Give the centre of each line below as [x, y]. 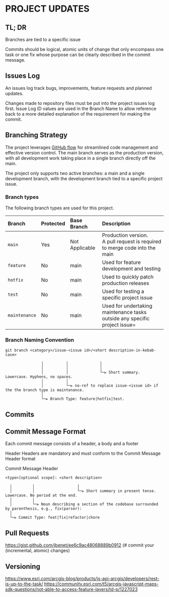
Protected [53, 224]
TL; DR [16, 28]
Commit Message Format [46, 431]
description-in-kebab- [133, 350]
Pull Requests [27, 533]
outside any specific [126, 318]
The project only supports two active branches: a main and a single [75, 173]
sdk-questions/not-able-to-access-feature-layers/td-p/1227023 [71, 589]
